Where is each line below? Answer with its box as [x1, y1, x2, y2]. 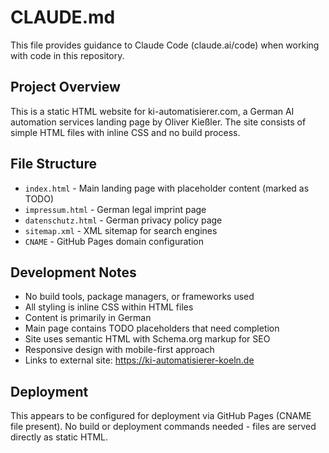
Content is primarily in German [24, 312, 152, 324]
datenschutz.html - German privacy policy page [24, 214, 223, 226]
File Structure [10, 156, 97, 173]
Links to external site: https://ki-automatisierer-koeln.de [24, 354, 255, 366]
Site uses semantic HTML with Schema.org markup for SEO [24, 333, 271, 345]
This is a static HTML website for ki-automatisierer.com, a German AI [10, 105, 295, 117]
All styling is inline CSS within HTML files [24, 301, 194, 313]
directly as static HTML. [10, 431, 109, 443]
